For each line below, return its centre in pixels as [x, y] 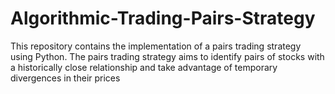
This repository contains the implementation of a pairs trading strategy [156, 46]
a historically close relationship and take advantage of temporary [144, 67]
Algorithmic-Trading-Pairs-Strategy [163, 18]
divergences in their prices [65, 78]
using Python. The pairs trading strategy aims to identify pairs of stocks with [167, 56]
